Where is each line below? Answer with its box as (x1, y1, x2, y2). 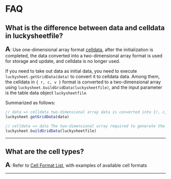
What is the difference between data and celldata (5, 24, 165, 32)
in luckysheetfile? (5, 31, 63, 40)
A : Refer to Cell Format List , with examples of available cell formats (5, 161, 148, 169)
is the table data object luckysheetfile (5, 90, 87, 96)
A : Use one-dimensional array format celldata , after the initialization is (5, 45, 154, 53)
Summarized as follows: (5, 100, 55, 105)
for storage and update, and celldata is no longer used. (5, 58, 121, 64)
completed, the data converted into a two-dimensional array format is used (5, 53, 163, 59)
